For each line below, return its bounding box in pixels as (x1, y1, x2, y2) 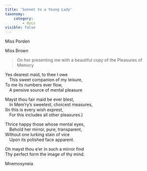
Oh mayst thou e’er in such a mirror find (5, 146, 84, 152)
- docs (22, 20, 36, 26)
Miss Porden (5, 38, 30, 44)
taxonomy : (5, 12, 25, 16)
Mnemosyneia (5, 161, 33, 167)
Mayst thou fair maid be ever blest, (5, 96, 74, 102)
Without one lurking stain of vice (5, 132, 70, 138)
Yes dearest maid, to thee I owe (5, 72, 68, 78)
